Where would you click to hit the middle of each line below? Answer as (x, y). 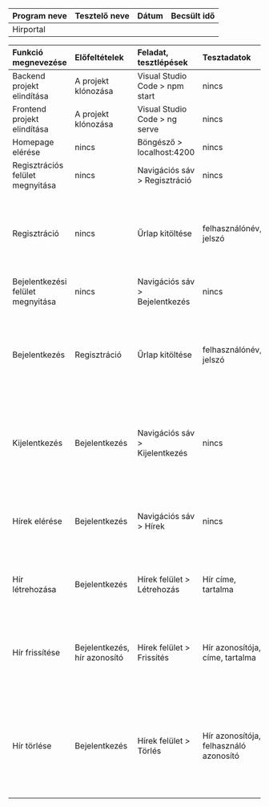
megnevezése (40, 62)
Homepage (33, 142)
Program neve (40, 16)
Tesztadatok (227, 57)
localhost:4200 (166, 152)
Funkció (28, 53)
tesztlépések (163, 62)
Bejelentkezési (40, 282)
